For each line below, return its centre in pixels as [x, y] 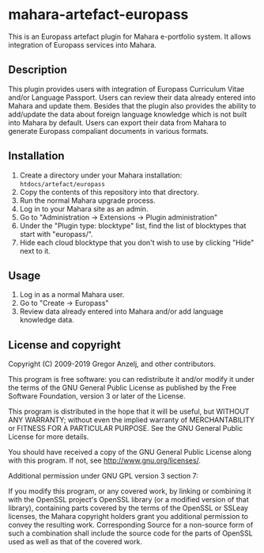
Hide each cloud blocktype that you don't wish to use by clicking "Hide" [137, 242]
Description [38, 70]
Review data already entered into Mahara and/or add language [121, 311]
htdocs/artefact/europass [62, 184]
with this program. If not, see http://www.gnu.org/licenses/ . [105, 460]
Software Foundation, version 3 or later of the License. [97, 396]
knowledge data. [47, 320]
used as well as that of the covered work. [75, 542]
